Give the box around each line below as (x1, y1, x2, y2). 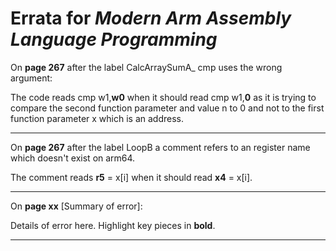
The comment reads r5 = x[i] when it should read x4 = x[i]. (10, 171, 253, 183)
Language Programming (10, 28, 218, 51)
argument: (10, 72, 53, 84)
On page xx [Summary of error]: (10, 200, 143, 212)
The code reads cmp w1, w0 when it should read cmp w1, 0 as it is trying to (10, 91, 317, 103)
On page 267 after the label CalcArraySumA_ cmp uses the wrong (10, 61, 283, 73)
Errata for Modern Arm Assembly (10, 7, 292, 30)
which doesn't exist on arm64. (10, 152, 136, 164)
